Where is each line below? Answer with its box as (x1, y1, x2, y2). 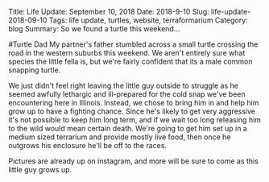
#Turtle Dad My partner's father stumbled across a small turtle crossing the (8, 39, 259, 49)
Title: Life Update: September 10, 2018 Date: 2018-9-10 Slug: (8, 7, 209, 16)
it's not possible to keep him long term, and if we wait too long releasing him (8, 115, 262, 124)
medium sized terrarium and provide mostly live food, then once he (8, 132, 231, 142)
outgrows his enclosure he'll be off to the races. (8, 141, 168, 150)
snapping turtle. (8, 65, 61, 75)
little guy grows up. (8, 165, 72, 174)
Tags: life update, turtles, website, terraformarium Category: (48, 15, 248, 25)
